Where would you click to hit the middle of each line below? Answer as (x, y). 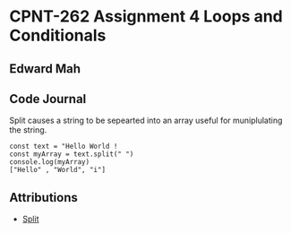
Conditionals (58, 35)
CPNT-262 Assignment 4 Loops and (146, 17)
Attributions (44, 198)
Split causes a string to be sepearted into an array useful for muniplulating (146, 121)
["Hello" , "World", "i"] (57, 170)
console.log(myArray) (50, 162)
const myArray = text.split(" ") (72, 154)
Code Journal (48, 99)
